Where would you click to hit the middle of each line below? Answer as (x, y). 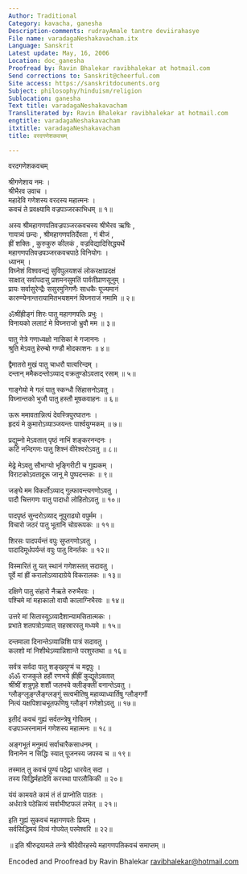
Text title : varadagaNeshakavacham (68, 106)
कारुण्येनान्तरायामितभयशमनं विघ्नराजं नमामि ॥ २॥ (72, 298)
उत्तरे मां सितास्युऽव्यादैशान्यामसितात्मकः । (60, 616)
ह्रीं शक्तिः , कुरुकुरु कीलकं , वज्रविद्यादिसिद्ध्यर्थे (67, 243)
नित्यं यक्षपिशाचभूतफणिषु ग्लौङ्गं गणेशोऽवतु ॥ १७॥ (72, 703)
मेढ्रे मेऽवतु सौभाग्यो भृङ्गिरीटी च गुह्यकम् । (61, 465)
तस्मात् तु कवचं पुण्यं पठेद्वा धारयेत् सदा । (59, 769)
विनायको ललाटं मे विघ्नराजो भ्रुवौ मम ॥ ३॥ (62, 323)
